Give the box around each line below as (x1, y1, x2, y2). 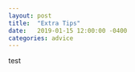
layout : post (8, 11, 52, 20)
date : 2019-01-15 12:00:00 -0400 (8, 26, 128, 34)
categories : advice (8, 34, 74, 42)
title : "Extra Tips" (8, 19, 81, 27)
